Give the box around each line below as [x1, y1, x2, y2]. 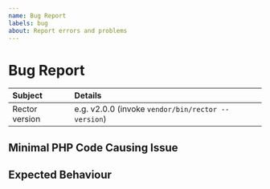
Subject [12, 90, 43, 101]
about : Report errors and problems [8, 26, 128, 34]
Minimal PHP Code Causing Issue [8, 141, 178, 155]
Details [74, 90, 102, 101]
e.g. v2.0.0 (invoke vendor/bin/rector [74, 103, 218, 115]
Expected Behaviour [8, 168, 112, 182]
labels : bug [8, 19, 48, 27]
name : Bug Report [8, 11, 67, 20]
